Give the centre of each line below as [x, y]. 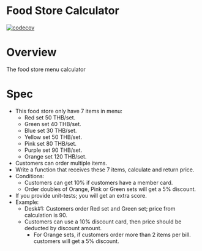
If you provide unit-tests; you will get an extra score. [81, 195]
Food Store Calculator [63, 11]
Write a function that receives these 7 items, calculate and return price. [105, 170]
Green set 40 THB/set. [53, 124]
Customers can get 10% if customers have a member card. [99, 182]
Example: [27, 202]
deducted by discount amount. [63, 228]
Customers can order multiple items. [61, 163]
